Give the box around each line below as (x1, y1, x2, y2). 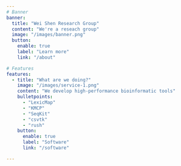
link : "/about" (17, 54, 56, 60)
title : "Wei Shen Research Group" (12, 20, 99, 26)
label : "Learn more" (17, 49, 69, 55)
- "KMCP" (22, 105, 45, 111)
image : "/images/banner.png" (12, 32, 86, 38)
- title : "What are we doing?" (12, 77, 91, 83)
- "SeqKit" (22, 110, 51, 117)
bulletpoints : (17, 94, 53, 100)
